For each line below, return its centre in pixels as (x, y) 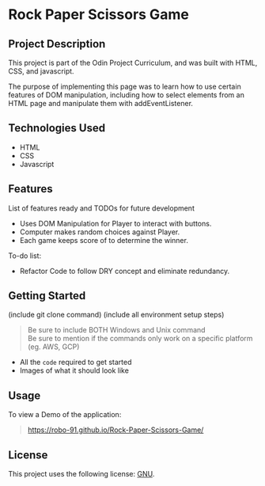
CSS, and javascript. (41, 71)
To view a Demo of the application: (65, 415)
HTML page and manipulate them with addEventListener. (101, 103)
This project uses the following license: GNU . (81, 474)
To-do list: (25, 256)
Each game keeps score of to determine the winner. (104, 240)
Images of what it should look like (74, 370)
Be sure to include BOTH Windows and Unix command (116, 330)
